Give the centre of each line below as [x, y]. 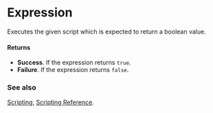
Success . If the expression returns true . [74, 62]
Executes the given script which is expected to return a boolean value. [106, 32]
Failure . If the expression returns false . [73, 70]
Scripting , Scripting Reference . [51, 102]
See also [22, 88]
